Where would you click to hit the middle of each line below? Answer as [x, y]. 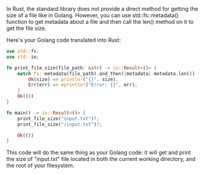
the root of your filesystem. [40, 166]
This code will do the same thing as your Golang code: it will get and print [99, 152]
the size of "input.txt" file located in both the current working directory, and [101, 159]
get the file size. [27, 28]
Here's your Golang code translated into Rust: [63, 40]
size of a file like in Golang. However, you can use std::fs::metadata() [92, 15]
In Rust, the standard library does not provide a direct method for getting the [102, 9]
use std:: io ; [23, 57]
